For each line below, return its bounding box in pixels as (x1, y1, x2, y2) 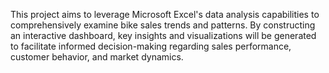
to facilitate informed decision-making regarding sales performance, (10, 40, 292, 52)
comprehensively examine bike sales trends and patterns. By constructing (10, 19, 316, 31)
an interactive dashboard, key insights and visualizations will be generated (10, 30, 317, 41)
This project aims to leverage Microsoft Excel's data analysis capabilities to (10, 9, 320, 20)
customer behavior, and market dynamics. (10, 51, 184, 63)
